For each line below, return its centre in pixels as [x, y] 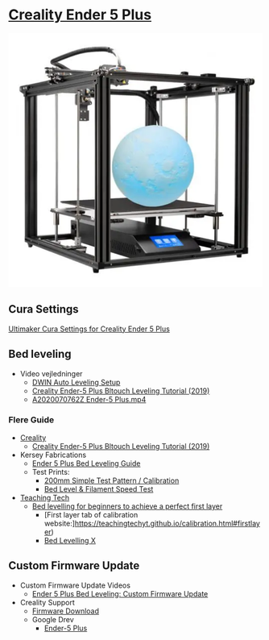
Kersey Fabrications [53, 455]
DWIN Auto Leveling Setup [76, 382]
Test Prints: [51, 472]
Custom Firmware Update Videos [75, 585]
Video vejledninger [51, 373]
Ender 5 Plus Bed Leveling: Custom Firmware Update [120, 593]
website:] [59, 523]
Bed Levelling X [70, 540]
